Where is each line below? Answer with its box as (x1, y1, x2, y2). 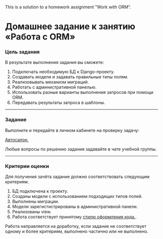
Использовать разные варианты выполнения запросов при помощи (12, 90, 154, 95)
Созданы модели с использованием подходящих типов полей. (12, 194, 143, 199)
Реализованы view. (12, 209, 52, 215)
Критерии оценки (5, 163, 49, 169)
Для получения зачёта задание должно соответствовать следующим (5, 174, 150, 179)
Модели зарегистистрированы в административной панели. (12, 204, 138, 209)
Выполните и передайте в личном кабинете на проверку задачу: (5, 127, 140, 133)
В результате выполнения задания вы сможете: (5, 60, 104, 65)
